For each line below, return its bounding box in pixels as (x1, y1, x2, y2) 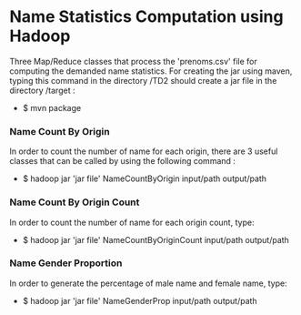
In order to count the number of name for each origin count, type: (9, 217, 255, 228)
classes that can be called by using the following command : (9, 156, 236, 167)
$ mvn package (22, 102, 82, 113)
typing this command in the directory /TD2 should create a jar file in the (9, 75, 277, 86)
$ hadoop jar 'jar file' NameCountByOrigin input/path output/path (22, 173, 266, 184)
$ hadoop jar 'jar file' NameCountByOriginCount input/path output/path (22, 234, 289, 245)
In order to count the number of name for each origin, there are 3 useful (9, 146, 278, 157)
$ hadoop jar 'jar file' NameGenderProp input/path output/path (22, 295, 257, 306)
